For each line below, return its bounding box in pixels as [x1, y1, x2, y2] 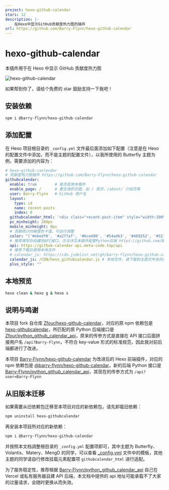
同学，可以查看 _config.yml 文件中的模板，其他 [65, 450, 163, 456]
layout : [10, 196, 26, 201]
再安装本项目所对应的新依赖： [5, 423, 67, 429]
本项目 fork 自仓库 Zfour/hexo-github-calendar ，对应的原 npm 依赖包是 [5, 320, 153, 326]
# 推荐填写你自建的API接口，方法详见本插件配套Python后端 [10, 238, 117, 243]
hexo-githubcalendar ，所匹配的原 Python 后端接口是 [5, 326, 114, 333]
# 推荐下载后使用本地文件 [10, 248, 56, 253]
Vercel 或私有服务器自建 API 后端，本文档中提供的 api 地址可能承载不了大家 [5, 473, 161, 479]
